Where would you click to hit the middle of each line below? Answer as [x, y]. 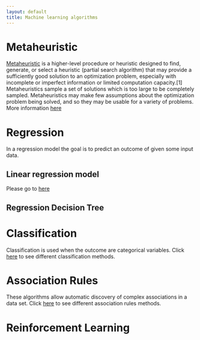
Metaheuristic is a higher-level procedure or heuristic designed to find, [94, 64]
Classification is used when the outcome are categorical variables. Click [95, 250]
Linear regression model [53, 174]
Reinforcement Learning [68, 328]
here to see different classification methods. [61, 256]
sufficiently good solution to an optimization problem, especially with [91, 76]
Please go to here [28, 189]
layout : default [26, 12]
